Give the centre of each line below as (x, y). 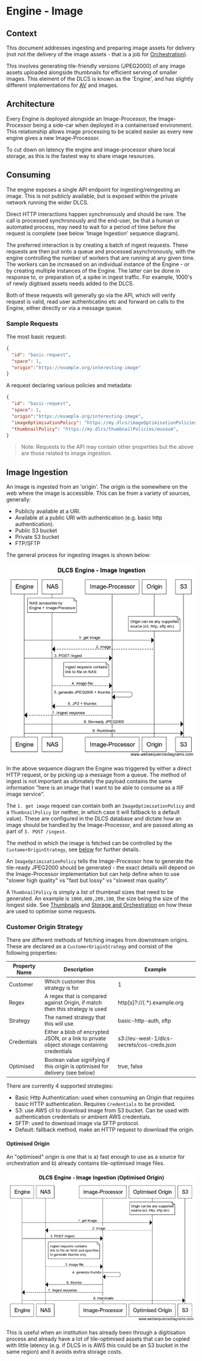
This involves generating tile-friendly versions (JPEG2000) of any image (96, 66)
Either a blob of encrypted (77, 1032)
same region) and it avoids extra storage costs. (65, 1352)
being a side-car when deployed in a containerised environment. (113, 125)
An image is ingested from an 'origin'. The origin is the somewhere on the (97, 487)
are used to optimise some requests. (51, 911)
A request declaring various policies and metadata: (69, 385)
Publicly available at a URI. (48, 512)
